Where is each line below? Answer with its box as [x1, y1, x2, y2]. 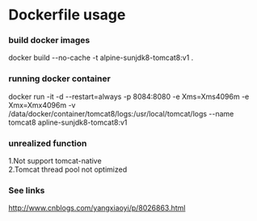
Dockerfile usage [8, 6, 126, 24]
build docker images [8, 35, 91, 46]
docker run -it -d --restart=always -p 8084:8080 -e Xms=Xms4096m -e [8, 91, 250, 101]
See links [8, 185, 45, 196]
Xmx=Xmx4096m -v [8, 100, 76, 110]
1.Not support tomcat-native [8, 156, 103, 166]
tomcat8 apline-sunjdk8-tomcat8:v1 [8, 117, 128, 127]
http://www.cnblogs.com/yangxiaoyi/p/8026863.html [8, 203, 186, 213]
